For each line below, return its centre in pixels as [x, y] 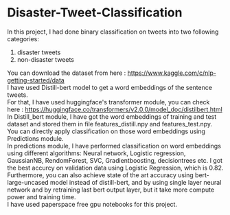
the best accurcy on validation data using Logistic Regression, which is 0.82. [115, 168]
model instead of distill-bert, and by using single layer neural [136, 182]
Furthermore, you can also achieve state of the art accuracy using [100, 175]
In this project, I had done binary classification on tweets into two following [113, 32]
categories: [23, 38]
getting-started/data [36, 80]
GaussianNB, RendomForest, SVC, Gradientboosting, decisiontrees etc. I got [115, 160]
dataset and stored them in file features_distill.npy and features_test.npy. [110, 124]
